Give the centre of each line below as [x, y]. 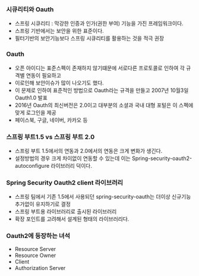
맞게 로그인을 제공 [35, 112]
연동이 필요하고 [43, 75]
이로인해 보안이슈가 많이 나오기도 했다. [59, 83]
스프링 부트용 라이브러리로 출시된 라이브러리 [66, 212]
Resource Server [35, 249]
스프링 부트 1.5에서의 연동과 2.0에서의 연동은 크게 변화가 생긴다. [89, 150]
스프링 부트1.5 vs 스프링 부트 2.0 [50, 137]
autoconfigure [32, 165]
